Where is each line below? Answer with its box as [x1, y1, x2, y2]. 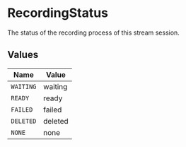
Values [7, 49, 39, 61]
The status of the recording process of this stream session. [7, 28, 180, 37]
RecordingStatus [7, 5, 108, 21]
